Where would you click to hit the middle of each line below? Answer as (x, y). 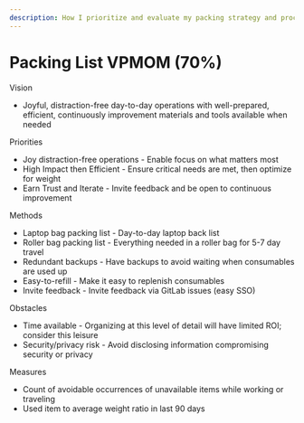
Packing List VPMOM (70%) (116, 62)
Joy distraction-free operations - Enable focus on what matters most (150, 159)
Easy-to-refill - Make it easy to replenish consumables (123, 280)
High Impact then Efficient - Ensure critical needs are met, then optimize (157, 169)
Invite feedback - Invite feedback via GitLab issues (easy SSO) (139, 290)
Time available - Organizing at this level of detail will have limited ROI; (152, 325)
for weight (42, 178)
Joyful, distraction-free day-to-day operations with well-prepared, (146, 105)
